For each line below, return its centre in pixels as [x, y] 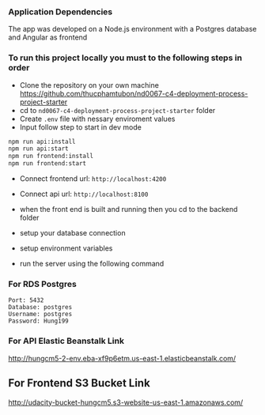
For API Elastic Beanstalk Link [66, 341]
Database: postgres [40, 307]
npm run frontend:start [47, 164]
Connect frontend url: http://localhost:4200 [93, 179]
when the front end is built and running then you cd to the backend [129, 209]
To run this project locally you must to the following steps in [125, 58]
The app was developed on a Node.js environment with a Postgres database [132, 29]
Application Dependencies [61, 12]
